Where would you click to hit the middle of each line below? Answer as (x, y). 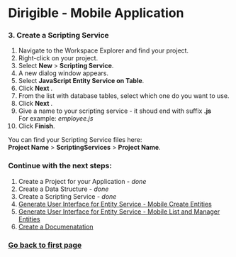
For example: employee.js (56, 119)
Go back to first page (45, 245)
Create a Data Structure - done (63, 189)
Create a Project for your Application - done (82, 181)
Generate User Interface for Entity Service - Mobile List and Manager (119, 212)
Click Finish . (36, 126)
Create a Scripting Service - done (67, 196)
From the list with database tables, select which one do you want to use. (124, 96)
